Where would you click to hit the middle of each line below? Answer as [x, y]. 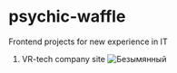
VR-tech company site [64, 59]
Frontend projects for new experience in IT [88, 41]
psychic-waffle [67, 17]
